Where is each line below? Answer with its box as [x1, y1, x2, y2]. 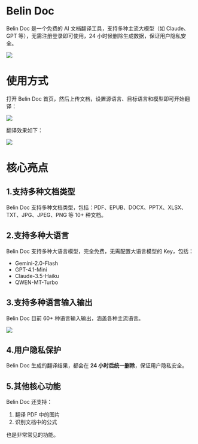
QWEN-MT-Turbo [14, 279, 59, 286]
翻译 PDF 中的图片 [14, 411, 60, 418]
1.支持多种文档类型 [6, 187, 76, 197]
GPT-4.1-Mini [14, 265, 47, 273]
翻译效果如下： [6, 126, 43, 134]
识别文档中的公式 [14, 418, 57, 426]
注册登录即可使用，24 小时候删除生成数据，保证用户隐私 [41, 32, 181, 40]
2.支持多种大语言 [6, 231, 69, 241]
